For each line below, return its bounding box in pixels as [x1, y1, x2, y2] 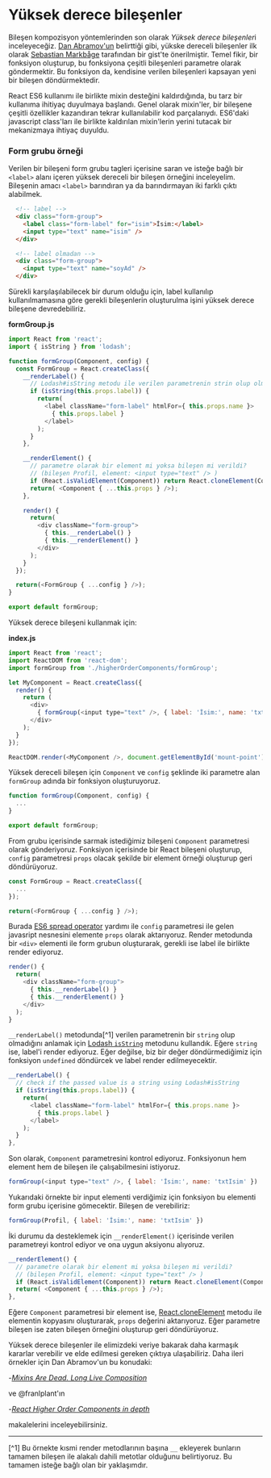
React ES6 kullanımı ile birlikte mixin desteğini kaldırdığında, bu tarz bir [8, 90, 243, 100]
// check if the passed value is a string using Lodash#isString [15, 1079, 240, 1087]
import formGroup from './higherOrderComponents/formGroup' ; [8, 664, 219, 672]
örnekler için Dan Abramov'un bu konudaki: [8, 1358, 152, 1367]
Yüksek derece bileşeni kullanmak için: [8, 618, 137, 627]
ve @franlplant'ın [8, 1388, 65, 1398]
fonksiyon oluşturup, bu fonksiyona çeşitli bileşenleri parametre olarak [8, 58, 242, 68]
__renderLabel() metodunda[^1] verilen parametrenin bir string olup [8, 1030, 236, 1040]
